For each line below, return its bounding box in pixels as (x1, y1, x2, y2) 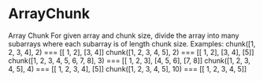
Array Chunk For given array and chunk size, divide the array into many (8, 31, 239, 40)
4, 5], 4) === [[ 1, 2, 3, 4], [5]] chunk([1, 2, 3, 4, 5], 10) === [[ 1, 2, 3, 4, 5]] (8, 64, 247, 73)
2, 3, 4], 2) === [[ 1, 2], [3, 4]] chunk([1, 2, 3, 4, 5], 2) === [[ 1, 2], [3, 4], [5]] (8, 47, 254, 57)
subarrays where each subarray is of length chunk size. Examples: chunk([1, (8, 39, 256, 48)
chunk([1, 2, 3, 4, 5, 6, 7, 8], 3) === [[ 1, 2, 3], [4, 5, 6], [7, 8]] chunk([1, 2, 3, (8, 56, 250, 65)
